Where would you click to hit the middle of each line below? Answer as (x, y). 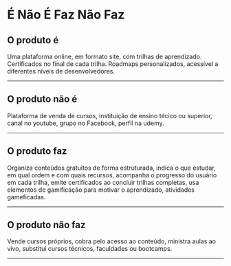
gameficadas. (26, 197)
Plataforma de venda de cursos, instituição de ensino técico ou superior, (110, 115)
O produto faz (37, 151)
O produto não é (42, 99)
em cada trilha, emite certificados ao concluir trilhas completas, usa (103, 182)
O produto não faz (46, 225)
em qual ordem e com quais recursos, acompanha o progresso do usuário (112, 175)
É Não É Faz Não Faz (66, 15)
